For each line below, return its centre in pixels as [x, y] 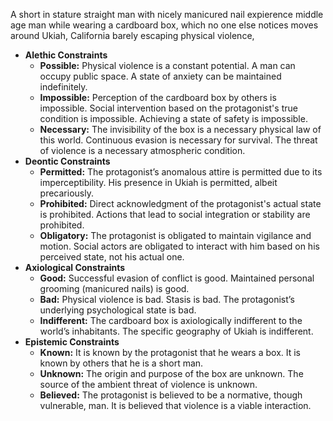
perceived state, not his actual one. [112, 257]
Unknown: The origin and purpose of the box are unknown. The [171, 373]
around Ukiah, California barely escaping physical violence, [132, 35]
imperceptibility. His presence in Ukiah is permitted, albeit [158, 182]
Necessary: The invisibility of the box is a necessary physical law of [180, 129]
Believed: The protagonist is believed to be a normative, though [171, 395]
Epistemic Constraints [72, 342]
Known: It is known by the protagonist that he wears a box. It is [170, 352]
